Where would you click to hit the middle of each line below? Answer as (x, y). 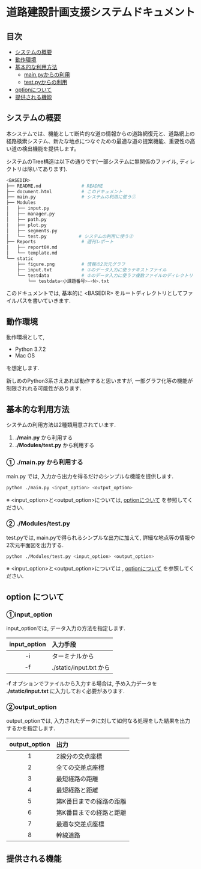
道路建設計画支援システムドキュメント (101, 12)
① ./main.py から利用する (45, 462)
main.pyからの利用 (47, 75)
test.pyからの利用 (46, 82)
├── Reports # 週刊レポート (60, 242)
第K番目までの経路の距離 (91, 802)
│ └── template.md (32, 253)
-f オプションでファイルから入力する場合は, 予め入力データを (82, 684)
